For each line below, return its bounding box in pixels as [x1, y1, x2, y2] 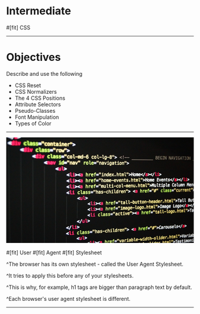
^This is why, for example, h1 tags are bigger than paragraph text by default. [6, 284, 192, 291]
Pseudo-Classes [14, 107, 55, 114]
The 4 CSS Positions [14, 94, 65, 101]
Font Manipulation [14, 113, 60, 121]
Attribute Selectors [14, 100, 61, 108]
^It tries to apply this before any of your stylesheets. [6, 272, 134, 279]
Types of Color [14, 119, 52, 127]
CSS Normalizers [14, 88, 57, 95]
